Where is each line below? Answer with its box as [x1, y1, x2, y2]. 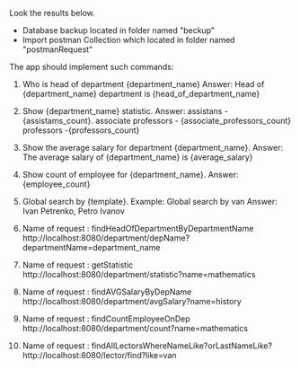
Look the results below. [9, 8, 96, 18]
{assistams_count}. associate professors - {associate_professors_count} [22, 116, 292, 126]
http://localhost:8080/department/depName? [22, 233, 190, 243]
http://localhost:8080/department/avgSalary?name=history [22, 296, 243, 306]
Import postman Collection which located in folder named [22, 35, 235, 45]
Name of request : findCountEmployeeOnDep [22, 313, 190, 324]
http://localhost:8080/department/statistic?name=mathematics [22, 269, 256, 279]
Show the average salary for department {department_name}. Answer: [22, 143, 284, 153]
